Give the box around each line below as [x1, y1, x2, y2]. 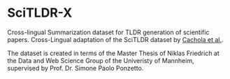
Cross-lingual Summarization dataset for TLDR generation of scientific [7, 28, 210, 36]
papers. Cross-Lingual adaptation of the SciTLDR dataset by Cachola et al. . [7, 35, 224, 43]
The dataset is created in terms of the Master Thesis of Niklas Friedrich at [7, 49, 220, 57]
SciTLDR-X [7, 5, 73, 21]
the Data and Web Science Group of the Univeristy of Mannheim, [7, 56, 194, 64]
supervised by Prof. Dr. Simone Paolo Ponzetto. [7, 64, 144, 72]
